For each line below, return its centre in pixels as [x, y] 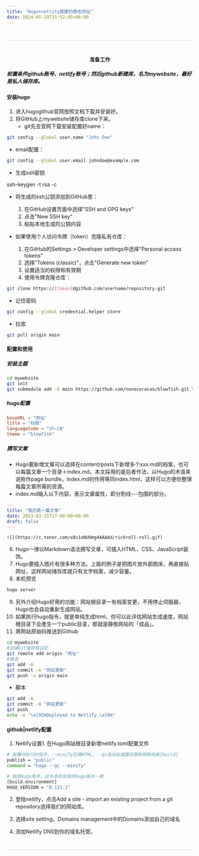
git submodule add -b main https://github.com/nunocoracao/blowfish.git [98, 389]
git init [17, 383]
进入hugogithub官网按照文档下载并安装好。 [68, 111]
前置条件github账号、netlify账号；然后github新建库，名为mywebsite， [94, 74]
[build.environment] [32, 782]
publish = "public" [31, 760]
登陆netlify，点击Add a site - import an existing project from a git [94, 799]
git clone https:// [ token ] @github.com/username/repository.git [86, 288]
